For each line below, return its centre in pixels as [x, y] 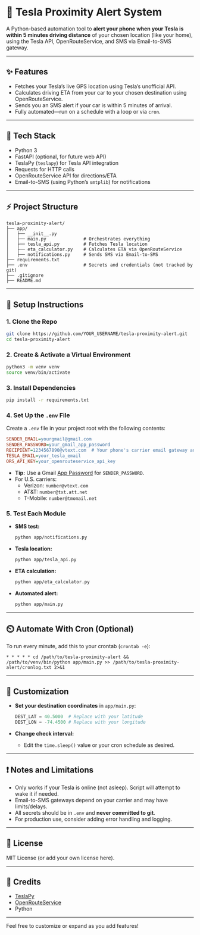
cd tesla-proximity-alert [38, 339]
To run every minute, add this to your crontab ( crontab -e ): [78, 646]
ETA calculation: [35, 571]
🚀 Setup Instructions [45, 304]
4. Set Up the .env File [38, 415]
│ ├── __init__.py [32, 234]
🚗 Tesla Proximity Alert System [84, 12]
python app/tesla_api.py [46, 559]
